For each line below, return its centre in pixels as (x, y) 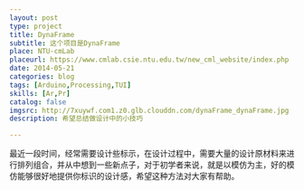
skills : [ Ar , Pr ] (40, 93)
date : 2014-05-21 (42, 69)
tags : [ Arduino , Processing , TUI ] (70, 85)
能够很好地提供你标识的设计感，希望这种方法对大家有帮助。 (128, 176)
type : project (36, 26)
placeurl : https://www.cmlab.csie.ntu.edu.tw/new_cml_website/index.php (149, 60)
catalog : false (38, 102)
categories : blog (42, 77)
